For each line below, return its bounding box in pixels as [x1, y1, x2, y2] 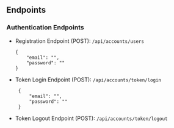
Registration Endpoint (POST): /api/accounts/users [15, 37, 145, 45]
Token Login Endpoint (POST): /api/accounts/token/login [15, 76, 162, 83]
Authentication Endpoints [6, 23, 84, 32]
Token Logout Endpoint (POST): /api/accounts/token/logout [15, 115, 168, 122]
